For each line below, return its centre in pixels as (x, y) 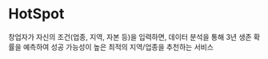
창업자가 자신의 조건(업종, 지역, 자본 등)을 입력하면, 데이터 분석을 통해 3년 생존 (130, 37)
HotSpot (36, 14)
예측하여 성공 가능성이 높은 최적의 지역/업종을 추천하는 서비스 (118, 47)
